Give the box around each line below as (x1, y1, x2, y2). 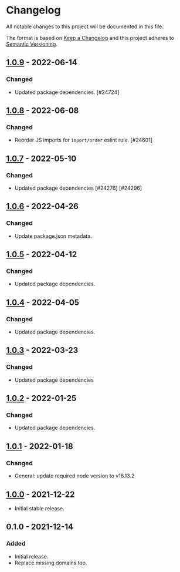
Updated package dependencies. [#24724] (14, 89, 120, 96)
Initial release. (14, 553, 49, 560)
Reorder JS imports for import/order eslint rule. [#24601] (14, 136, 153, 144)
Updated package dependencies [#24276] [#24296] (14, 184, 142, 191)
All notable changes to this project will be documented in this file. (6, 23, 164, 30)
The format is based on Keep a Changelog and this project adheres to (6, 34, 175, 41)
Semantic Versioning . (6, 41, 57, 48)
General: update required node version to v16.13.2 (14, 472, 135, 479)
